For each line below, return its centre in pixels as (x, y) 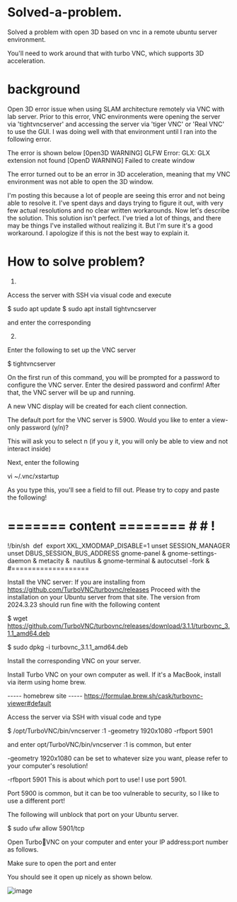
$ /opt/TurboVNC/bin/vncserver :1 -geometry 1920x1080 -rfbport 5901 (110, 731)
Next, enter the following (43, 462)
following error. (29, 139)
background (44, 90)
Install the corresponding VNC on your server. (74, 660)
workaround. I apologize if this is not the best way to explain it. (98, 233)
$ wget (18, 618)
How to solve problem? (76, 262)
